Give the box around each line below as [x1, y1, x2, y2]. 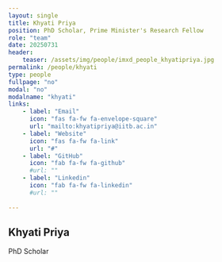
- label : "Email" [22, 108, 80, 116]
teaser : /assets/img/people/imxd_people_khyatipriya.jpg [22, 56, 215, 64]
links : [8, 100, 30, 108]
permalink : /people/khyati [8, 64, 98, 71]
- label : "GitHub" [22, 152, 83, 160]
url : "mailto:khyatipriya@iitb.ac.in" [29, 122, 158, 130]
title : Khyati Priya [8, 19, 77, 27]
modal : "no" [8, 85, 48, 94]
